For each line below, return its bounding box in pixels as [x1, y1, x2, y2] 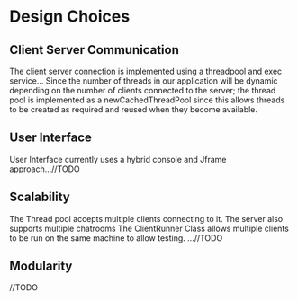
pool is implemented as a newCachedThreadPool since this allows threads [9, 94, 285, 105]
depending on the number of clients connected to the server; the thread [9, 85, 276, 95]
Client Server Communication [9, 42, 180, 58]
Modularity [9, 259, 73, 274]
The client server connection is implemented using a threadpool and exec [9, 66, 283, 76]
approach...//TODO [9, 164, 81, 174]
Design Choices [9, 6, 131, 27]
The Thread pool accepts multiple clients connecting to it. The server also [9, 213, 284, 224]
